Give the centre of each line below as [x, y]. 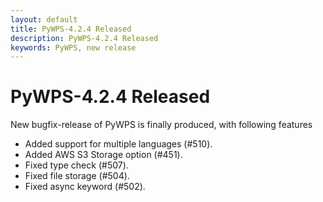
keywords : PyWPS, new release [73, 47]
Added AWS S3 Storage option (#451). [103, 155]
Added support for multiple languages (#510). [118, 144]
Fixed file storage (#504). [77, 176]
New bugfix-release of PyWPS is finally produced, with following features [161, 125]
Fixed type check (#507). [76, 165]
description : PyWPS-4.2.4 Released [84, 38]
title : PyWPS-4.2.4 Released [71, 29]
